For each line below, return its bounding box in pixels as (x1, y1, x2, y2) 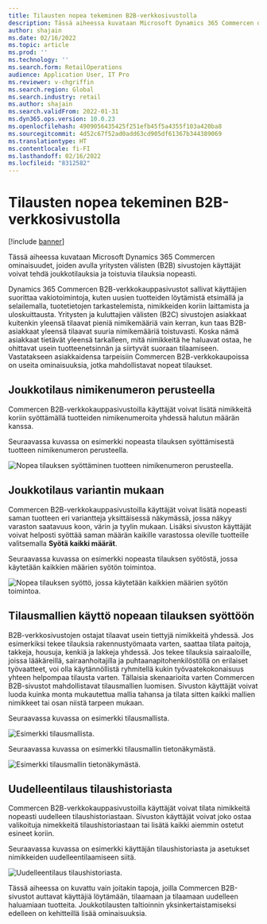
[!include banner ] (8, 237, 65, 246)
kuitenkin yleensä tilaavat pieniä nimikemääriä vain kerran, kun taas (8, 319, 229, 328)
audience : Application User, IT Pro (8, 71, 130, 79)
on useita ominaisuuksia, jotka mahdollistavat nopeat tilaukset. (8, 361, 213, 370)
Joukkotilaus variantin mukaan (8, 484, 164, 497)
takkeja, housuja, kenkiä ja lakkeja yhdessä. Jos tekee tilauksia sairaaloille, (8, 647, 252, 656)
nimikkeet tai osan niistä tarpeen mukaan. (8, 698, 145, 707)
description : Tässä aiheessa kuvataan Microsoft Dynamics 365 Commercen (8, 19, 254, 27)
